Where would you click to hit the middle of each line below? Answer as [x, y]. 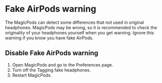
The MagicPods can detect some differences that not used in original [74, 22]
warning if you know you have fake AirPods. [49, 38]
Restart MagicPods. [32, 75]
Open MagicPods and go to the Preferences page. [62, 65]
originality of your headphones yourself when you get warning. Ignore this [80, 33]
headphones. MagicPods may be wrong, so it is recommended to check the [81, 27]
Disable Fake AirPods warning [52, 53]
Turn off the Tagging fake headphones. [51, 70]
